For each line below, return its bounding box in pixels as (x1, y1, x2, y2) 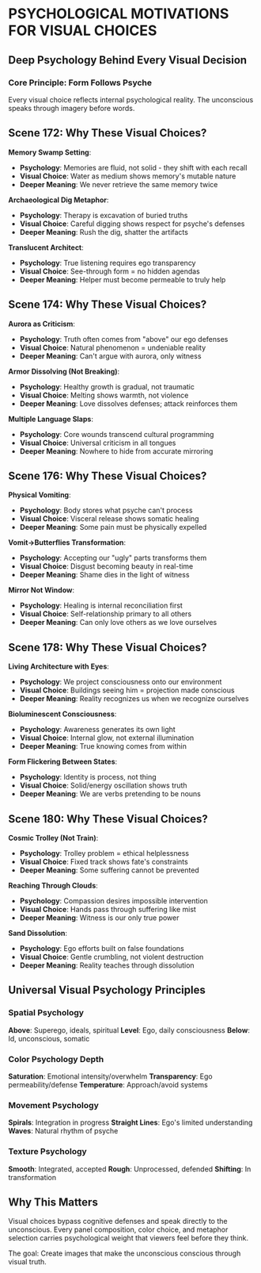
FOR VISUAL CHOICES (8, 21, 157, 40)
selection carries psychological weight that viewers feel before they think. (8, 1233, 249, 1243)
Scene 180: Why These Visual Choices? (8, 812, 208, 826)
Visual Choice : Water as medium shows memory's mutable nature (19, 171, 236, 181)
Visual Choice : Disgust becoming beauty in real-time (19, 562, 194, 571)
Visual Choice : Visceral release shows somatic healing (19, 514, 199, 523)
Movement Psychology (8, 1099, 99, 1110)
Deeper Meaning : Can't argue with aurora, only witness (19, 351, 202, 361)
